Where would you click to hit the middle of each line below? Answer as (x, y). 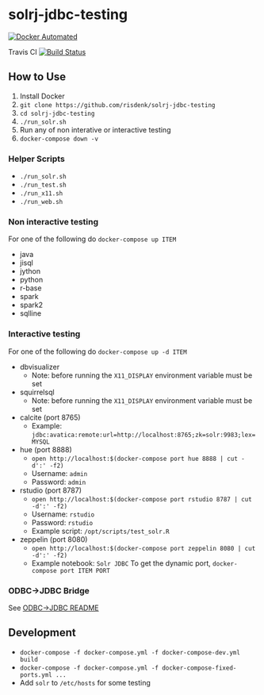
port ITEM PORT (85, 570)
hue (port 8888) (46, 449)
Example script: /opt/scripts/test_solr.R (100, 531)
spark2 (31, 305)
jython (30, 271)
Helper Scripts (36, 159)
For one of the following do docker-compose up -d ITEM (98, 351)
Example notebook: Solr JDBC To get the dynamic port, (121, 563)
